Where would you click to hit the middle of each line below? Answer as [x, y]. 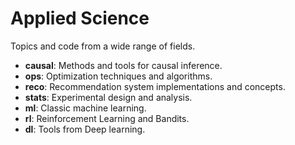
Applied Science [80, 18]
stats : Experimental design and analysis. [108, 97]
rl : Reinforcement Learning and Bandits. [107, 118]
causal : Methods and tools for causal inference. [123, 65]
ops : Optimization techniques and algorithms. [118, 76]
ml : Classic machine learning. [85, 108]
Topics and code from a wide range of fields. [103, 46]
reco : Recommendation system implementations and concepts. [155, 86]
